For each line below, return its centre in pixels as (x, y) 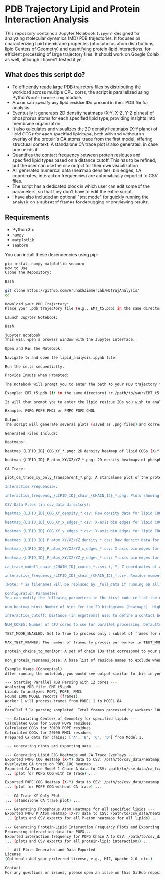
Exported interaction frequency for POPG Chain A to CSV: (66, 836)
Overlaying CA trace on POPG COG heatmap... (51, 764)
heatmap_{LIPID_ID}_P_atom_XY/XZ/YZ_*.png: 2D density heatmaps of (76, 460)
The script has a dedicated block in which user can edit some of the (81, 186)
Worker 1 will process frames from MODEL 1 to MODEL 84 (63, 701)
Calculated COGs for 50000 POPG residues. (49, 724)
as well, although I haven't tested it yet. (45, 59)
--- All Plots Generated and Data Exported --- (55, 850)
